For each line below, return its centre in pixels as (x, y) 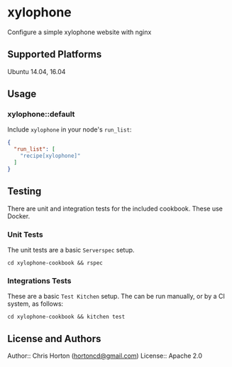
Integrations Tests (39, 280)
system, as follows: (35, 304)
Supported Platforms (55, 54)
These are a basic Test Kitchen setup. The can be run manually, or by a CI (116, 297)
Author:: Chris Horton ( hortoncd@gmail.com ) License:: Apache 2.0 (105, 356)
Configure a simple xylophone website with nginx (79, 32)
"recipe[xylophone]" (50, 156)
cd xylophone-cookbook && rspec (55, 263)
